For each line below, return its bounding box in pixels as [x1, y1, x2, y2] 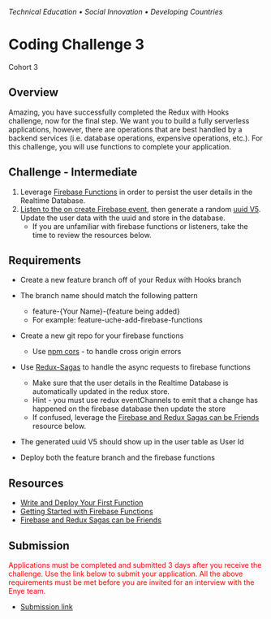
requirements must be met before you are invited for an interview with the [8, 578, 255, 587]
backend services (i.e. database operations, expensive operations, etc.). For [8, 133, 263, 143]
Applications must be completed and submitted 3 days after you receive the [8, 561, 262, 569]
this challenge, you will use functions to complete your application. [8, 141, 231, 151]
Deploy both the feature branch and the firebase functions [19, 452, 215, 462]
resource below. [32, 422, 87, 431]
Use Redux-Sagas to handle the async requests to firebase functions [19, 362, 252, 372]
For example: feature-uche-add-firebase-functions [32, 315, 203, 325]
